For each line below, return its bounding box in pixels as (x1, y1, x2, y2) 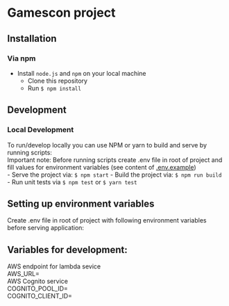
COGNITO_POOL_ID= (7, 284, 68, 293)
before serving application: (7, 224, 85, 232)
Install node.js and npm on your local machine (17, 69, 147, 77)
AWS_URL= (7, 270, 40, 278)
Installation (7, 33, 57, 45)
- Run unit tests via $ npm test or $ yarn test (7, 177, 137, 186)
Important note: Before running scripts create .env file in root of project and (7, 155, 223, 164)
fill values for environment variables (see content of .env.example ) (7, 163, 196, 171)
